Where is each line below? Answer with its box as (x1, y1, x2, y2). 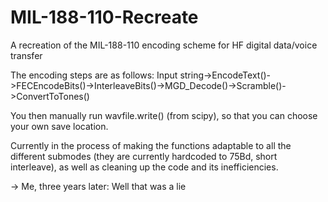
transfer (10, 49, 43, 61)
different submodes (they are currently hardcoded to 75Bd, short (10, 150, 278, 162)
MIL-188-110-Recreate (10, 6, 199, 29)
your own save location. (10, 120, 109, 132)
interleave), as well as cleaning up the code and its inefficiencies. (10, 161, 279, 173)
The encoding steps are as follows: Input (10, 69, 178, 81)
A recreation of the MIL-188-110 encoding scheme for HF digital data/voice (10, 39, 318, 51)
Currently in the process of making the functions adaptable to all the (10, 139, 292, 151)
